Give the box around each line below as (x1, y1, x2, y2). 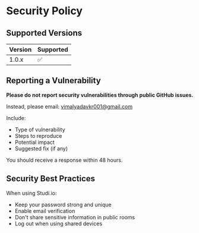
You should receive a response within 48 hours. (6, 156, 123, 163)
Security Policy (6, 4, 83, 18)
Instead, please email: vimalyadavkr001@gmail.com (6, 103, 132, 110)
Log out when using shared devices (14, 220, 103, 227)
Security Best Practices (6, 174, 96, 184)
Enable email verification (14, 207, 75, 215)
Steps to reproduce (14, 132, 62, 139)
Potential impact (14, 138, 55, 146)
